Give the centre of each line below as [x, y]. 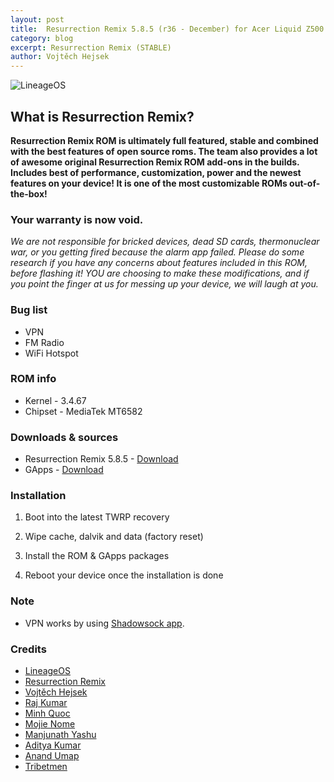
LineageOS [47, 671]
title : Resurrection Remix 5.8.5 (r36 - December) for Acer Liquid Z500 [167, 29]
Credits [28, 649]
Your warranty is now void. [77, 219]
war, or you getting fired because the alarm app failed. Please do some [157, 252]
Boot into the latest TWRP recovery [97, 517]
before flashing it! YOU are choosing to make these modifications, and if [160, 273]
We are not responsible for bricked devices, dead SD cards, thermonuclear [165, 242]
